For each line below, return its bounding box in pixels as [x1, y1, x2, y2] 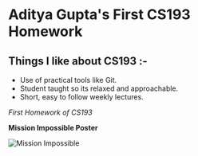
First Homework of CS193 [8, 107, 93, 117]
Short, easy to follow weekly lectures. [19, 92, 144, 101]
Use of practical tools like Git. [19, 76, 117, 84]
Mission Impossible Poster [8, 123, 98, 132]
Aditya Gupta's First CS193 [8, 6, 191, 24]
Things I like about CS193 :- [8, 54, 148, 68]
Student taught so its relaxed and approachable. [19, 84, 179, 93]
